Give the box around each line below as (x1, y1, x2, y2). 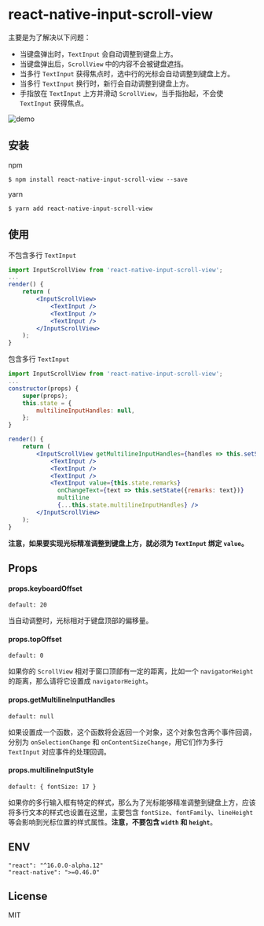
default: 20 (8, 601, 47, 609)
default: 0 (8, 651, 44, 660)
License (8, 889, 48, 902)
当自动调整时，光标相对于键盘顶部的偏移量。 (8, 616, 153, 625)
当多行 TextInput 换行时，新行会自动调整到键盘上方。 (19, 79, 194, 88)
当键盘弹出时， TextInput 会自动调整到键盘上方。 (19, 49, 178, 58)
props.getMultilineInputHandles (8, 695, 115, 704)
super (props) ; (22, 392, 68, 400)
